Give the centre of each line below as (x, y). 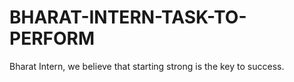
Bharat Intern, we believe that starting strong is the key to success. (147, 66)
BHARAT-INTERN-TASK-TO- (128, 17)
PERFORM (52, 38)
